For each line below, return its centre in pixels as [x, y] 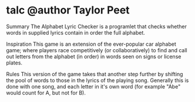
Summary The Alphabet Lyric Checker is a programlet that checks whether [96, 26]
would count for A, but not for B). [46, 93]
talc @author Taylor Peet [68, 10]
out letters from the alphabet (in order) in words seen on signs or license [94, 56]
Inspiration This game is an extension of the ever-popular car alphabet [91, 44]
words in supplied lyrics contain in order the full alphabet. [76, 32]
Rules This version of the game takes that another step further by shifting [95, 74]
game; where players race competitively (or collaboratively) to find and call [97, 50]
